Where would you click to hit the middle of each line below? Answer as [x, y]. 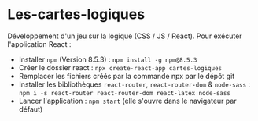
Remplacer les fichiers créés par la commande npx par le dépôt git [127, 76]
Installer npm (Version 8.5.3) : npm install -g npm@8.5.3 [108, 59]
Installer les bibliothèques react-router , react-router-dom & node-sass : [135, 84]
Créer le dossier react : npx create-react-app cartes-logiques [120, 67]
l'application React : [39, 44]
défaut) [31, 109]
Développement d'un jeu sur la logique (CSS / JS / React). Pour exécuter [125, 36]
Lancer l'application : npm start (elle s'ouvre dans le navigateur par [127, 101]
